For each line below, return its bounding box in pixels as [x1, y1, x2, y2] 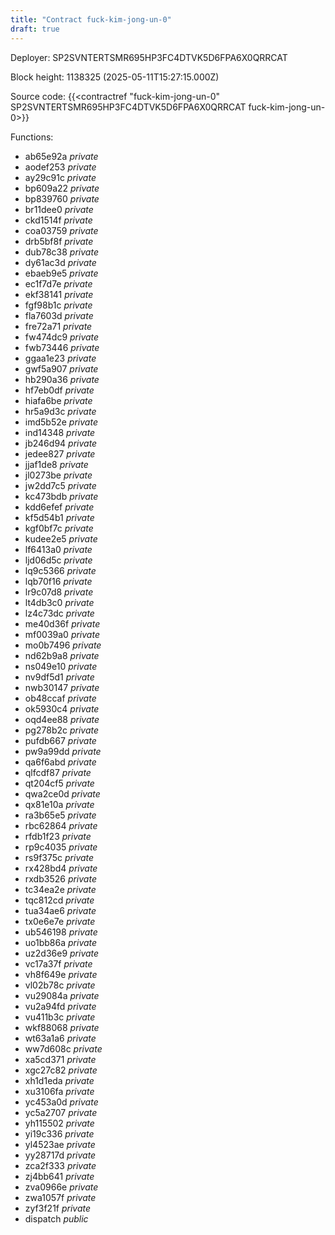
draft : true [10, 24, 60, 34]
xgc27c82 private [24, 1064, 98, 1076]
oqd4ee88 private [24, 713, 100, 725]
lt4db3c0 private [24, 596, 95, 608]
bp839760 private [24, 192, 100, 205]
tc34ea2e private [24, 883, 97, 895]
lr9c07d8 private [24, 586, 94, 598]
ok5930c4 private [24, 702, 100, 715]
